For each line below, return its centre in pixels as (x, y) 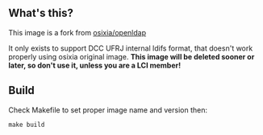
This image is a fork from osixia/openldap (77, 32)
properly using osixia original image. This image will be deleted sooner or (131, 56)
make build (27, 125)
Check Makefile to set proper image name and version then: (108, 110)
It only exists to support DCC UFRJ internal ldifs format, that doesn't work (131, 48)
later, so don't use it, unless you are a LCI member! (95, 65)
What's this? (41, 13)
